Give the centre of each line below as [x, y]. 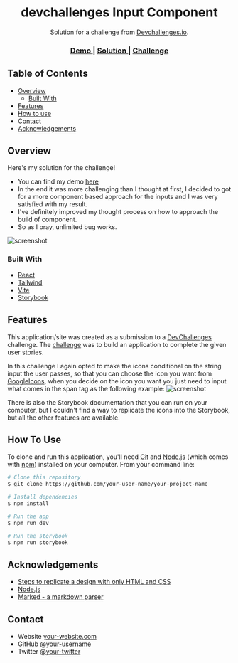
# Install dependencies [43, 497]
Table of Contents [48, 74]
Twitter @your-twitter [49, 652]
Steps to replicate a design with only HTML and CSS [94, 582]
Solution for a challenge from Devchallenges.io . [119, 32]
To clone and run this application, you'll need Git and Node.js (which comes [118, 457]
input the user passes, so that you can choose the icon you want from [109, 373]
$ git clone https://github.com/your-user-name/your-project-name [108, 484]
